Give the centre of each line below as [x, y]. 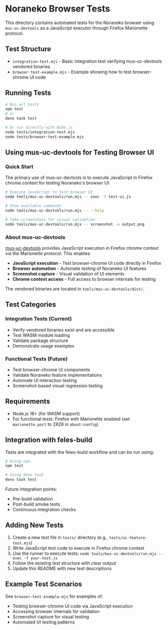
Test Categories [31, 305]
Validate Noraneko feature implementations [57, 375]
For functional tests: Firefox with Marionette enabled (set [71, 419]
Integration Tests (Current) [39, 319]
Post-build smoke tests [36, 504]
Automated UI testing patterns [44, 622]
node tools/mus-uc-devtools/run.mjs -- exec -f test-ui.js [68, 197]
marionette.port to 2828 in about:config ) [55, 424]
